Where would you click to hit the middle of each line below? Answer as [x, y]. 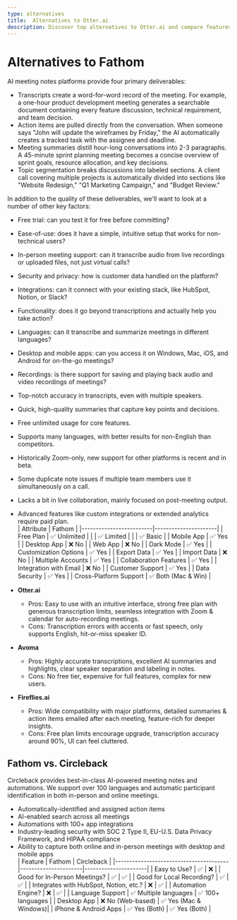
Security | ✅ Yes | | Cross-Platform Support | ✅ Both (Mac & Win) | [114, 576]
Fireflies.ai [34, 698]
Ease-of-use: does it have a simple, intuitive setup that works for [111, 234]
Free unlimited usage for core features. [74, 423]
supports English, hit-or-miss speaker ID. [87, 634]
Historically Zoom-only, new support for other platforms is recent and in [122, 458]
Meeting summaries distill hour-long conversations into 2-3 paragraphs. [122, 148]
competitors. [36, 444]
